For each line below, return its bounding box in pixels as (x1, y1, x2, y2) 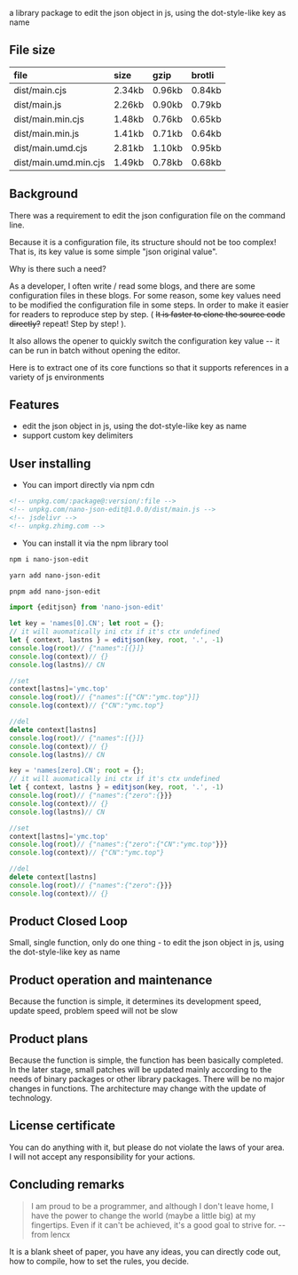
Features (9, 397, 59, 412)
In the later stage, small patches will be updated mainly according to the (9, 1064, 272, 1075)
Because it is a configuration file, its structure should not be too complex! (9, 236, 277, 247)
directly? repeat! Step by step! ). (9, 318, 127, 329)
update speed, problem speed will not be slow (9, 1006, 178, 1016)
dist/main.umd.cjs (13, 141, 88, 154)
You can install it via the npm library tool (21, 538, 169, 548)
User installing (9, 456, 91, 471)
